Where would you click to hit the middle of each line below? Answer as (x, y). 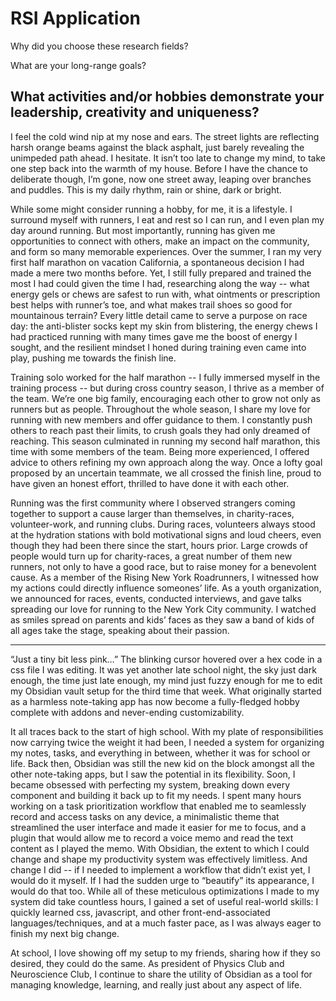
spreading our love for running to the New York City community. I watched (163, 609)
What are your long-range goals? (78, 65)
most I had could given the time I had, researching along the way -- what (160, 283)
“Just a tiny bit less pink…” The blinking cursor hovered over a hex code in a (166, 659)
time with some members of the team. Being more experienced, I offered (160, 451)
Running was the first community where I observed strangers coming (153, 503)
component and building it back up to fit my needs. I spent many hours (156, 795)
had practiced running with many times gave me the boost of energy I (154, 336)
